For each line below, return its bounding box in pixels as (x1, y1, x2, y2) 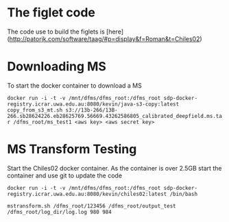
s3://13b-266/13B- (65, 106, 118, 114)
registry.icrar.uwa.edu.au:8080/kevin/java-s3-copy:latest (7, 101, 180, 108)
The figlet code (7, 5, 96, 21)
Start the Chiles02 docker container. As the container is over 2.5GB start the (7, 164, 222, 172)
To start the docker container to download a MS (7, 81, 142, 90)
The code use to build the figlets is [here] (7, 27, 124, 36)
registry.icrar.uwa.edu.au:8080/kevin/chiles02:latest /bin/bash (7, 190, 197, 197)
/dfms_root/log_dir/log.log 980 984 (7, 208, 112, 215)
